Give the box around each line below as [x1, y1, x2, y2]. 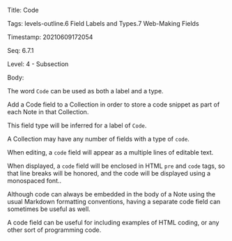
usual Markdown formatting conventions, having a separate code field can [7, 198, 221, 205]
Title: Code [7, 6, 39, 14]
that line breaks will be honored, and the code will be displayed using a [7, 169, 211, 177]
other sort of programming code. [7, 226, 102, 234]
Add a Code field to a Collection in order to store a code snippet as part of [7, 100, 220, 109]
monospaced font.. [7, 177, 62, 185]
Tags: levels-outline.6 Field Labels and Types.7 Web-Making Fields [7, 20, 200, 27]
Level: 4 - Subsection [7, 60, 69, 68]
